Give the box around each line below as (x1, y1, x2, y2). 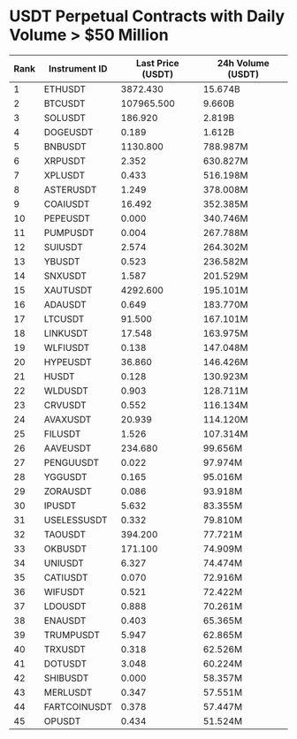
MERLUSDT (43, 686, 93, 698)
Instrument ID (48, 62, 108, 74)
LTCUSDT (43, 312, 85, 324)
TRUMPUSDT (43, 629, 100, 641)
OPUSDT (43, 714, 81, 727)
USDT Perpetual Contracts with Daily (9, 6, 286, 27)
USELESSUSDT (43, 514, 108, 526)
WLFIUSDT (43, 341, 90, 354)
